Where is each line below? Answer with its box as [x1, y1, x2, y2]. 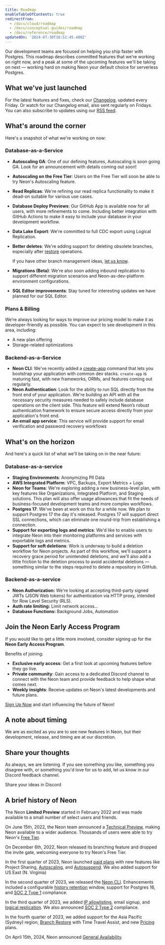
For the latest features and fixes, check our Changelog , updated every [5, 97, 148, 103]
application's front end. [12, 413, 60, 419]
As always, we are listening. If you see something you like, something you [5, 761, 155, 767]
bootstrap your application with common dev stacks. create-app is [12, 371, 147, 377]
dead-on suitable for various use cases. [12, 193, 94, 199]
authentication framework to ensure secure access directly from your [12, 408, 154, 414]
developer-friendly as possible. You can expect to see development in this [5, 322, 156, 328]
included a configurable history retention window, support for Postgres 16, [5, 884, 156, 891]
